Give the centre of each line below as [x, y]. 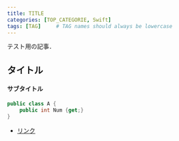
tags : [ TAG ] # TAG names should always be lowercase [90, 26]
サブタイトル [25, 89]
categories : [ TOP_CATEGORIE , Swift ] [59, 20]
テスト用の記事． [31, 47]
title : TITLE [26, 13]
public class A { [32, 103]
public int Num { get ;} [52, 110]
